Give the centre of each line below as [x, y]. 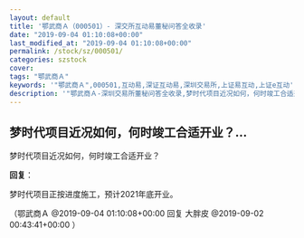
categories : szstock [48, 60]
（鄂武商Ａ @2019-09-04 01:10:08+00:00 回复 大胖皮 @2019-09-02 [137, 214]
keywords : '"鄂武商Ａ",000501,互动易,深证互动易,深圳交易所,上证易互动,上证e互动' [152, 85]
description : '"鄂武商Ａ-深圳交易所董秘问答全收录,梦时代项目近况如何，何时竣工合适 [152, 93]
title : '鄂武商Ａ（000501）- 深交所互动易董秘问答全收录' [108, 26]
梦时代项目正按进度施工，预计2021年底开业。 [94, 195]
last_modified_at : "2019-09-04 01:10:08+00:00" [101, 43]
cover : [22, 69]
